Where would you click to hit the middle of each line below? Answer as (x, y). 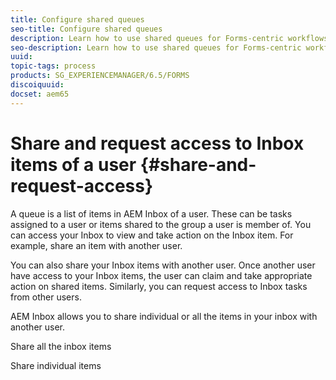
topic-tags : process (53, 66)
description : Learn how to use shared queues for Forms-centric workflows (169, 38)
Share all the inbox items (61, 346)
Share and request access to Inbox (157, 143)
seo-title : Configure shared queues (86, 29)
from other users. (46, 297)
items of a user (73, 164)
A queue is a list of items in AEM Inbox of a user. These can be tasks (151, 213)
